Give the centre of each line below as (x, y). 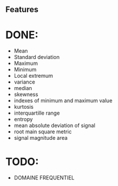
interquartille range (37, 113)
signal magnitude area (41, 138)
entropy (23, 119)
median (23, 88)
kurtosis (24, 107)
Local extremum (33, 76)
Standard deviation (37, 57)
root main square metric (43, 132)
